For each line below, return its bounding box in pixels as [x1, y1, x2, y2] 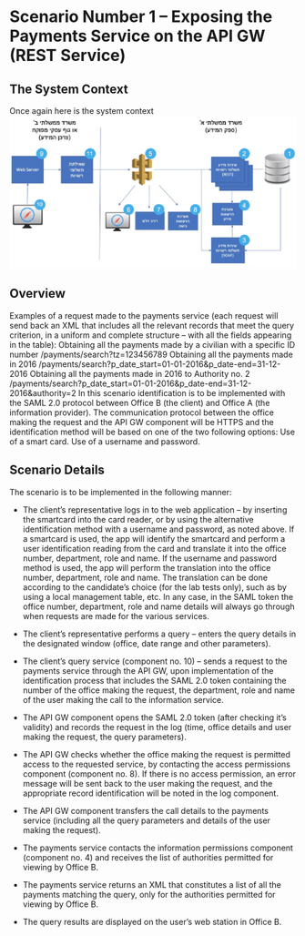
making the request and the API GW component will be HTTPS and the [9, 416, 275, 427]
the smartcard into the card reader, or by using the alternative [22, 514, 254, 524]
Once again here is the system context [9, 106, 155, 116]
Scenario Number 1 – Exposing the [9, 6, 273, 27]
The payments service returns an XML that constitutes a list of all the [22, 879, 282, 890]
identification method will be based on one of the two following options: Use [9, 426, 296, 437]
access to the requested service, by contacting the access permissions [22, 758, 291, 769]
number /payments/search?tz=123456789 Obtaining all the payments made [9, 349, 293, 360]
